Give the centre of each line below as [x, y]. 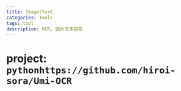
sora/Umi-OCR [39, 81]
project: [27, 59]
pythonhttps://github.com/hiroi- [91, 71]
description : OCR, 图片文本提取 [45, 29]
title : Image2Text [30, 12]
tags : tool [20, 23]
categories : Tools [30, 18]
